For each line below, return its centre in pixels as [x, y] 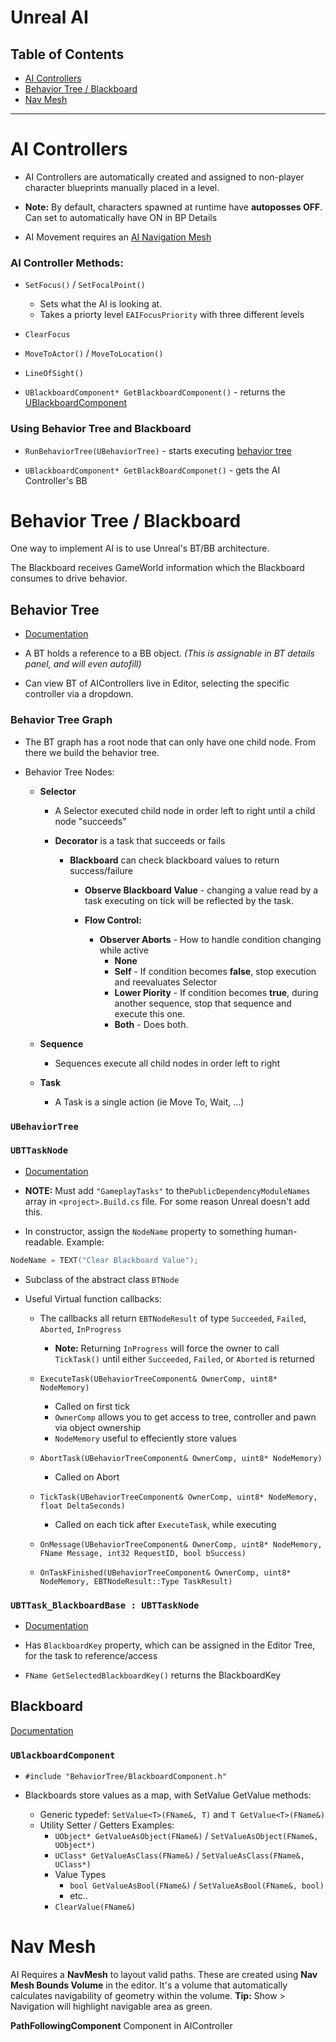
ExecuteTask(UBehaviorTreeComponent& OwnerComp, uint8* [158, 1379]
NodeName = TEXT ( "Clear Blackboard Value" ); [104, 1260]
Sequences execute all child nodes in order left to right [167, 1063]
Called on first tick [92, 1406]
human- [281, 1231]
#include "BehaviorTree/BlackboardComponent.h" [125, 1777]
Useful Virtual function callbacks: [93, 1298]
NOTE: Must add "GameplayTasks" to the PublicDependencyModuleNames [167, 1190]
